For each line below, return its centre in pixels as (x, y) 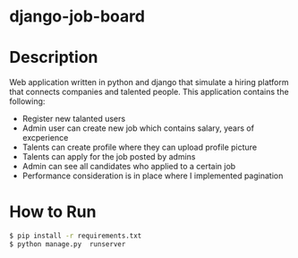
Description (54, 58)
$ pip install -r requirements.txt (76, 236)
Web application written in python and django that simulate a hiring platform (149, 82)
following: (27, 101)
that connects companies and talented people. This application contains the (149, 92)
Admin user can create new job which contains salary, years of (138, 128)
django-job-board (77, 17)
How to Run (53, 212)
